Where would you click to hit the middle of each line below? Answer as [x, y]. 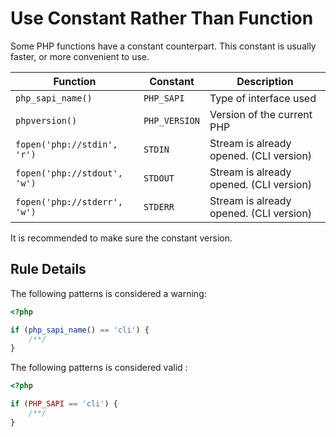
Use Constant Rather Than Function [162, 18]
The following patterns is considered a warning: [108, 293]
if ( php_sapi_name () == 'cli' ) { [80, 330]
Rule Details [48, 269]
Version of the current [261, 114]
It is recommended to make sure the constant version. [121, 238]
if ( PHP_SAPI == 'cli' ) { [64, 404]
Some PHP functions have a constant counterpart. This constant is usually [163, 46]
